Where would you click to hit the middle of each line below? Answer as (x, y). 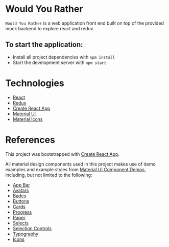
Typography (26, 234)
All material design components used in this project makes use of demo (80, 164)
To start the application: (44, 45)
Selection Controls (32, 228)
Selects (21, 223)
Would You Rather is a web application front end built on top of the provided (85, 23)
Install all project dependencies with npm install (64, 57)
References (30, 140)
